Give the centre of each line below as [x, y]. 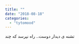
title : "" [15, 9]
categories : [17, 18]
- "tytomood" [23, 23]
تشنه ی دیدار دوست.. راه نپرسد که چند [40, 36]
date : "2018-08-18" [25, 14]
